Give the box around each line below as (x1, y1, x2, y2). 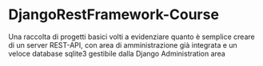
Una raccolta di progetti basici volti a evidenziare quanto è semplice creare (8, 32, 255, 41)
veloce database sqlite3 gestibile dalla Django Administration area (8, 49, 225, 58)
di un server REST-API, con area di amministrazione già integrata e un (8, 40, 237, 49)
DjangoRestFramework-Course (8, 6, 220, 24)
